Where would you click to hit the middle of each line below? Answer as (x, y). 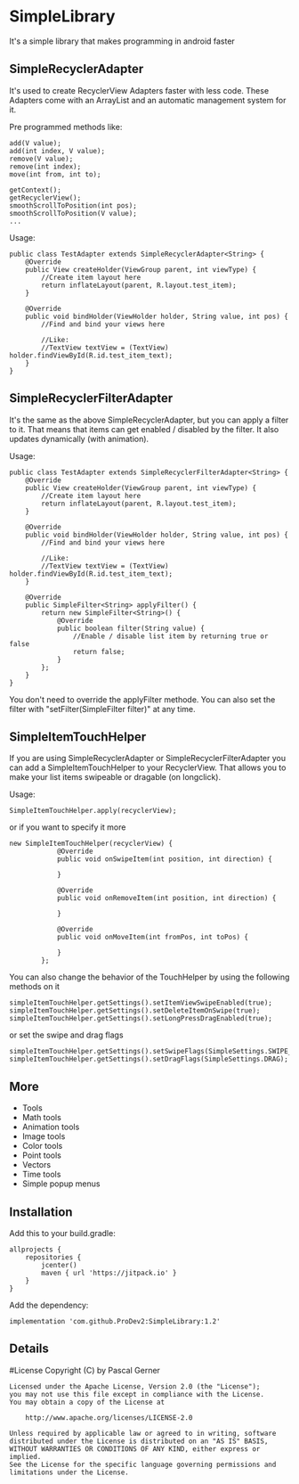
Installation (41, 1212)
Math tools (42, 1118)
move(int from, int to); (55, 174)
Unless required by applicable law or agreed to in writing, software (143, 1433)
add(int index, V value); (57, 151)
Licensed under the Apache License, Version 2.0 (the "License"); (135, 1386)
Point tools (42, 1155)
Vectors (36, 1165)
